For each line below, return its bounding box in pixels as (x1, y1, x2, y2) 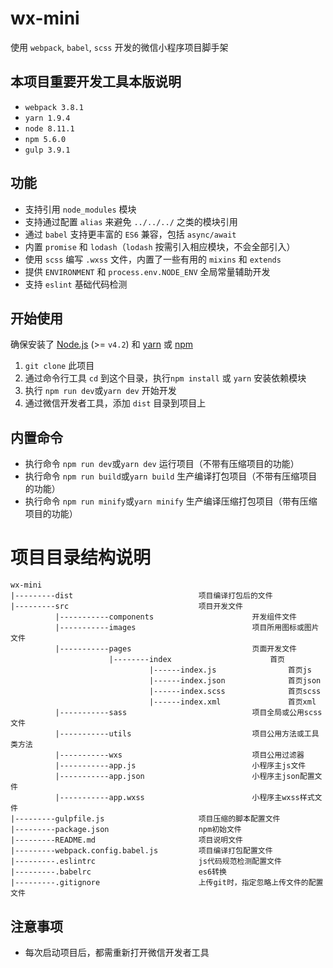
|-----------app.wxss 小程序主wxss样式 (54, 793, 315, 803)
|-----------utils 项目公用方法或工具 (54, 729, 320, 739)
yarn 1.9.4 (24, 113, 71, 123)
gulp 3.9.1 (24, 145, 71, 155)
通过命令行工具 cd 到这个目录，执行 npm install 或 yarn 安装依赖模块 (24, 372, 307, 384)
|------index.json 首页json (148, 676, 322, 686)
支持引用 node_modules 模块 (24, 203, 137, 215)
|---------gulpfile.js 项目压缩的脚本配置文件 (10, 814, 281, 824)
